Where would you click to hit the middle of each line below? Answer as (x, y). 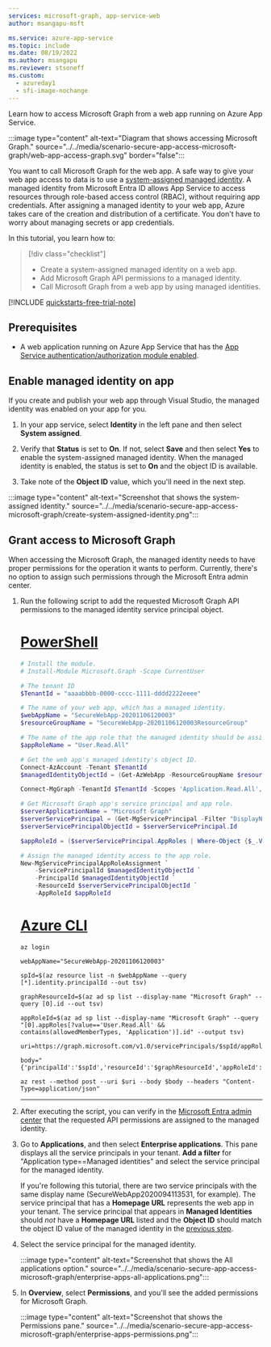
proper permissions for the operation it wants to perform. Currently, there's (133, 568)
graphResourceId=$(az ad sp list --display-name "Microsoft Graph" (135, 997)
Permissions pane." (52, 1325)
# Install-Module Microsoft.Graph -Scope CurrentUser (112, 671)
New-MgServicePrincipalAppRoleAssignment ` (94, 863)
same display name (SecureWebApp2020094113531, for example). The (138, 1194)
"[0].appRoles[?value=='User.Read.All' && (92, 1025)
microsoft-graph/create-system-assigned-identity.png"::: (104, 515)
